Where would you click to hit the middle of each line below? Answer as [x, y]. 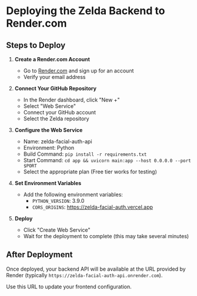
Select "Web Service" [50, 106]
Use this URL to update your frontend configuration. [69, 287]
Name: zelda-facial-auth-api [58, 142]
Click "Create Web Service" [57, 230]
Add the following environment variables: [73, 195]
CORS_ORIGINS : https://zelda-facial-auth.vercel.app [93, 207]
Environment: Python [49, 148]
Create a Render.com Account [52, 59]
